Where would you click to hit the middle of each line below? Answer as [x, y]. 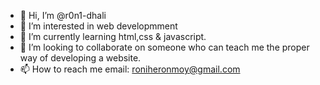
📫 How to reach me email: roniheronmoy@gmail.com [130, 69]
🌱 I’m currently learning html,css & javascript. [113, 36]
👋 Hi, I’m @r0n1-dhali [63, 15]
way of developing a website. [80, 58]
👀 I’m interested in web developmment [98, 26]
